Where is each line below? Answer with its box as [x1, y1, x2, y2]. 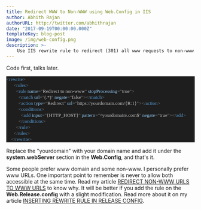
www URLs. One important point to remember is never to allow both [6, 172, 173, 179]
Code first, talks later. [6, 64, 59, 71]
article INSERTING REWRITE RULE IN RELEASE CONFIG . [6, 197, 145, 204]
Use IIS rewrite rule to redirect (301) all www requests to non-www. [17, 48, 197, 54]
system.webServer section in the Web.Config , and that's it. [6, 154, 155, 161]
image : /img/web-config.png [6, 37, 77, 43]
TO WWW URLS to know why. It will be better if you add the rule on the [6, 184, 181, 191]
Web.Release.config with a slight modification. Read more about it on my [6, 190, 188, 198]
